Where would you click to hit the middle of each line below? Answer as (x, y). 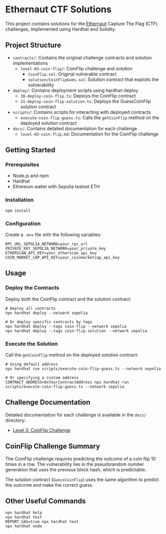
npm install (18, 211)
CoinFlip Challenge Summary (53, 447)
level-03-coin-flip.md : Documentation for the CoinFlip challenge (89, 134)
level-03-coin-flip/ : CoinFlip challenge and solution (76, 68)
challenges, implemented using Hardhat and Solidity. (61, 29)
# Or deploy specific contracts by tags (49, 322)
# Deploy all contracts (31, 308)
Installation (20, 200)
